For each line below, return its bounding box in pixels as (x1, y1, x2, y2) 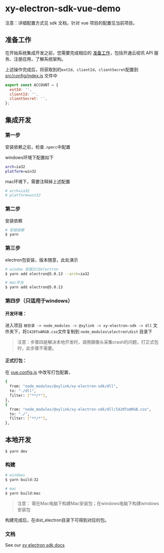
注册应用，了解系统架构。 (13, 56, 66, 62)
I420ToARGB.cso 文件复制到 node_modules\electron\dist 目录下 (27, 329, 153, 335)
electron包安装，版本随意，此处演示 (5, 257, 78, 263)
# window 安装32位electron (5, 267, 58, 272)
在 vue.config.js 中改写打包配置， (5, 369, 73, 375)
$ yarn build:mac (5, 491, 41, 496)
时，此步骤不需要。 (17, 345, 57, 351)
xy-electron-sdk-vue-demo (5, 3, 121, 14)
